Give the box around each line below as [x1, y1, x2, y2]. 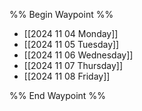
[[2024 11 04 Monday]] [23, 28, 119, 39]
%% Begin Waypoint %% [9, 9, 114, 20]
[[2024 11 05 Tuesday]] [23, 39, 120, 50]
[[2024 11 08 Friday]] [23, 70, 111, 82]
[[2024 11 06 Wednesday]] [23, 49, 134, 61]
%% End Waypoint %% [9, 90, 106, 101]
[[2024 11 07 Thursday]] [23, 60, 123, 71]
